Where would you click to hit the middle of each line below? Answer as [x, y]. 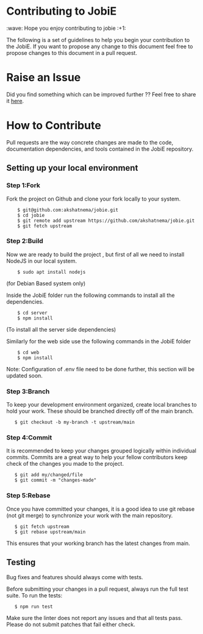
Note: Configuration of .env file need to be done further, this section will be [101, 369]
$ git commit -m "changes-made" [55, 480]
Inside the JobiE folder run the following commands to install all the [91, 295]
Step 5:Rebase [28, 496]
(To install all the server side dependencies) [61, 329]
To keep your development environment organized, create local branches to [101, 405]
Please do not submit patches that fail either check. [71, 624]
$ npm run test [34, 607]
